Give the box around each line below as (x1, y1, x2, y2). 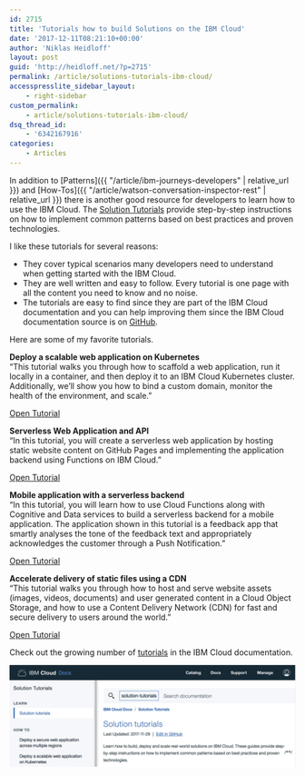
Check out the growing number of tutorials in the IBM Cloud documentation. (9, 646, 293, 658)
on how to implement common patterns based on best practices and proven (9, 214, 293, 224)
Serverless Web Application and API (9, 425, 150, 436)
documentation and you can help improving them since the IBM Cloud (22, 306, 284, 317)
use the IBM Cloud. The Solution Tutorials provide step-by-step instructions (9, 204, 292, 214)
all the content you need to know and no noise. (22, 287, 198, 298)
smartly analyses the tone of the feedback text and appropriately (9, 528, 252, 539)
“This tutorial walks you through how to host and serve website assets (9, 582, 272, 593)
